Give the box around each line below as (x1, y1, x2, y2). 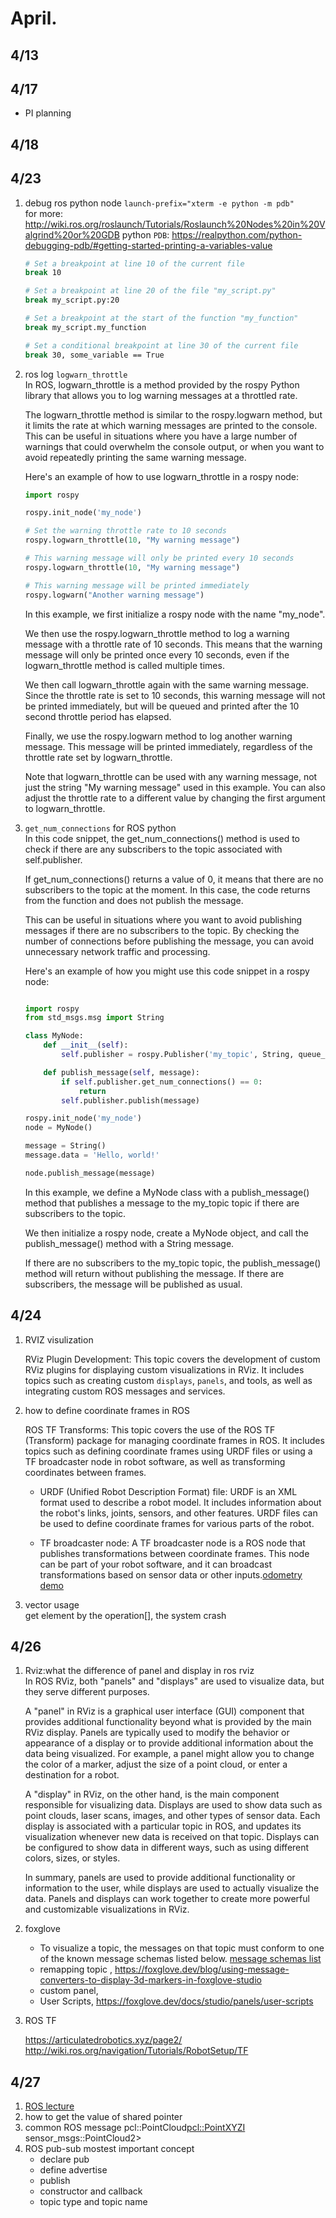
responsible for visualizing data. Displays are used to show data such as (24, 1799, 323, 1811)
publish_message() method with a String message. (24, 1237, 235, 1249)
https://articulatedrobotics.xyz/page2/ (24, 2034, 183, 2046)
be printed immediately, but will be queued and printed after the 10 (24, 700, 300, 712)
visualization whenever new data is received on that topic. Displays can (24, 1831, 320, 1843)
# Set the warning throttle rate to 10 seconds (24, 526, 227, 536)
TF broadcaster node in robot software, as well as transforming (24, 1455, 286, 1467)
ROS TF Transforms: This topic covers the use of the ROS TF (24, 1423, 276, 1436)
